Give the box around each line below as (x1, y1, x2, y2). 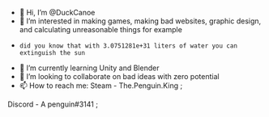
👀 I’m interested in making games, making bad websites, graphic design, (19, 16, 262, 26)
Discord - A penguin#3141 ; (7, 99, 99, 109)
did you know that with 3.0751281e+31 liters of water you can (19, 42, 238, 50)
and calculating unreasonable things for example (19, 25, 183, 34)
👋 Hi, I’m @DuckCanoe (19, 8, 96, 17)
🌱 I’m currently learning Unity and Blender (19, 63, 160, 73)
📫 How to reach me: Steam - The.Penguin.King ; (19, 81, 183, 90)
